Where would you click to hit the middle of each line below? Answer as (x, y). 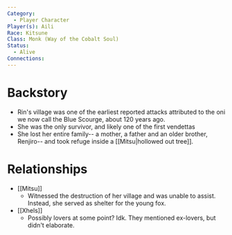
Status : (18, 46)
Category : (21, 13)
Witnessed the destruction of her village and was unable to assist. (122, 196)
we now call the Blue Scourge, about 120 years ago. (91, 119)
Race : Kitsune (28, 33)
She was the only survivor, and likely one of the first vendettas (106, 126)
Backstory (37, 92)
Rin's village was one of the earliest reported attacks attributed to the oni (121, 112)
